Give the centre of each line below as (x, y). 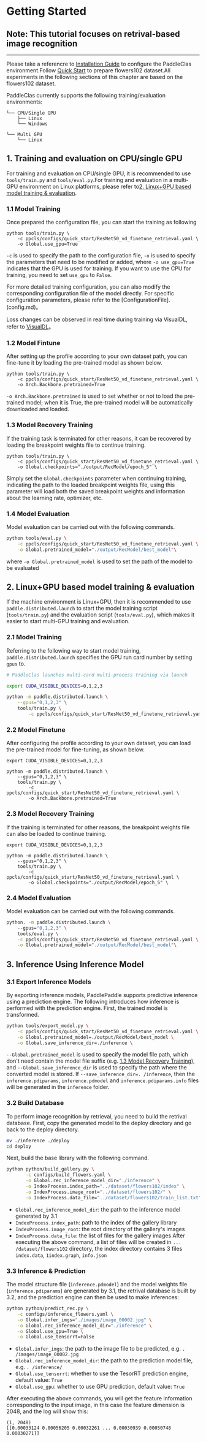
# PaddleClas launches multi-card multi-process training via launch (97, 675)
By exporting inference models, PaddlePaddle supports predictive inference (102, 995)
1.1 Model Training (34, 208)
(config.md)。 (24, 307)
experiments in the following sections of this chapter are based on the (95, 77)
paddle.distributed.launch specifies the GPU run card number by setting (99, 657)
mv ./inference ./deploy (38, 1140)
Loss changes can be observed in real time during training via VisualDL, (97, 319)
